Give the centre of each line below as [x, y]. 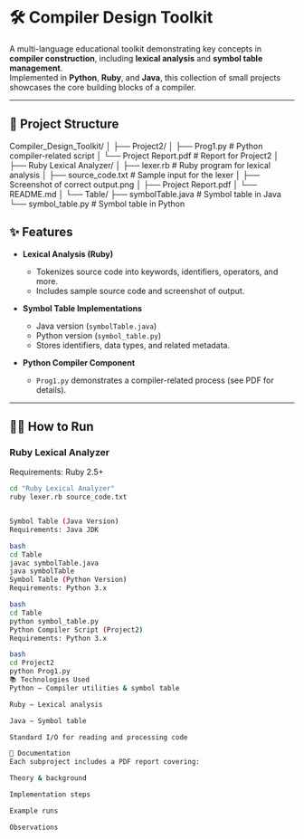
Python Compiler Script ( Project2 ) [76, 630]
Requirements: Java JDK [54, 529]
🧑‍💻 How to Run [52, 426]
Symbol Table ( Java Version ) [64, 521]
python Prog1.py [40, 672]
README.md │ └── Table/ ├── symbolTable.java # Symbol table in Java [146, 194]
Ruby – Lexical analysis [56, 704]
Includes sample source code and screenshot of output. [140, 291]
